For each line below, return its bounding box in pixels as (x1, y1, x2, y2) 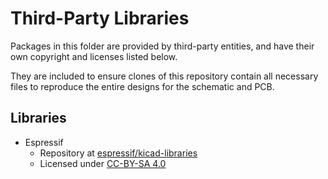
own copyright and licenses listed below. (10, 50, 178, 62)
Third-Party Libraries (10, 7, 190, 30)
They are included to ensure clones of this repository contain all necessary (10, 70, 319, 82)
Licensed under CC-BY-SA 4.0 (39, 157, 167, 169)
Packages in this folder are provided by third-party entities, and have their (10, 40, 315, 52)
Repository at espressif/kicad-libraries (39, 147, 198, 159)
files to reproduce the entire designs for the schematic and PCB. (10, 80, 275, 92)
